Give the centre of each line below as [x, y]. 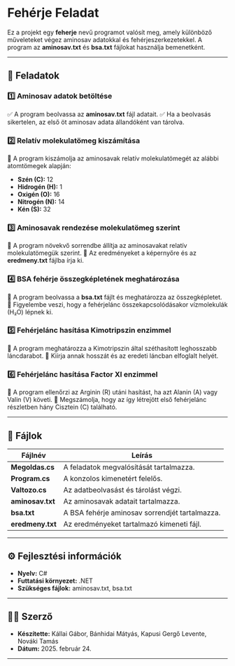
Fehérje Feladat [53, 13]
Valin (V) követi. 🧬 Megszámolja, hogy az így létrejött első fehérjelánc [107, 400]
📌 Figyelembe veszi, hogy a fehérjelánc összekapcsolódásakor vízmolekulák [117, 304]
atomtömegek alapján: [39, 165]
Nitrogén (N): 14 [41, 202]
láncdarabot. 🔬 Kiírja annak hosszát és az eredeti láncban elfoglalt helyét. [113, 356]
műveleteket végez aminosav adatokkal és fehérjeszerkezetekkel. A [105, 39]
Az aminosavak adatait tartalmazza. [122, 501]
